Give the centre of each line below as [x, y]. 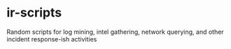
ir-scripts [34, 13]
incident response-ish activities [52, 39]
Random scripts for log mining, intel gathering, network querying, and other [115, 32]
